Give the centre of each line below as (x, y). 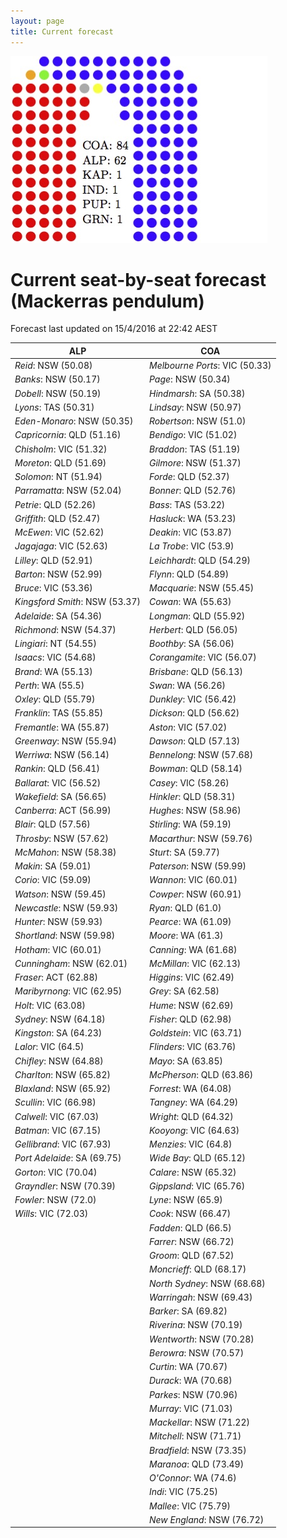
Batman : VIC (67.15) (58, 1130)
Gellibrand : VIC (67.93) (63, 1144)
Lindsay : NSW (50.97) (195, 407)
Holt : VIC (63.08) (50, 1005)
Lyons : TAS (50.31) (54, 407)
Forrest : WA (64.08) (190, 1089)
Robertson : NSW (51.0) (198, 421)
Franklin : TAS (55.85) (59, 713)
